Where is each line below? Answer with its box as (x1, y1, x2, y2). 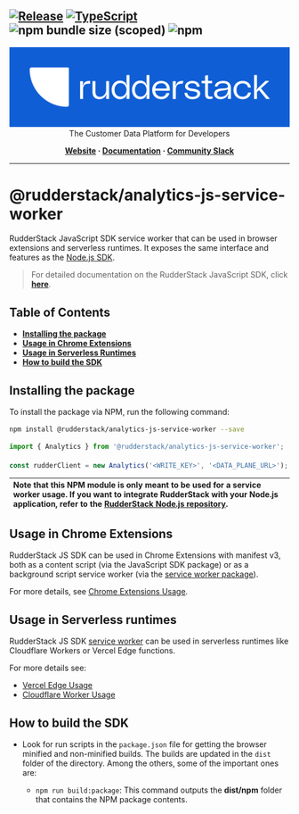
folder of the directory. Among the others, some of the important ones (21, 758, 279, 768)
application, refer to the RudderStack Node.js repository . (12, 499, 229, 510)
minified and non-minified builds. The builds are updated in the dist (21, 749, 271, 760)
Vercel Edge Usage (21, 680, 93, 691)
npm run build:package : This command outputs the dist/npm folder (35, 785, 283, 795)
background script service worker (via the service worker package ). (9, 569, 259, 580)
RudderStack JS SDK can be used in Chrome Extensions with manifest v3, (9, 550, 281, 561)
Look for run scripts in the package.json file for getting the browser (21, 739, 267, 750)
